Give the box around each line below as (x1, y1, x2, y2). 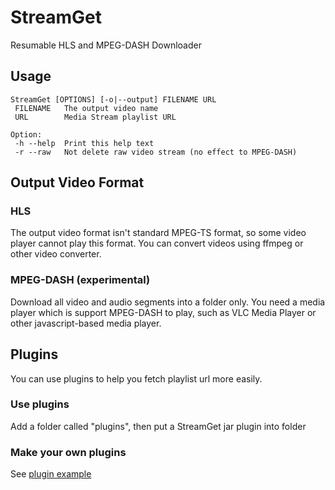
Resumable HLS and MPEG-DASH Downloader (10, 39, 202, 51)
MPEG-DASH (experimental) (10, 273, 151, 287)
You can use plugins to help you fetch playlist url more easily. (10, 372, 263, 385)
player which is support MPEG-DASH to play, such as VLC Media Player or (10, 306, 317, 318)
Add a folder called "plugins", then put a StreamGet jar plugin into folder (10, 420, 307, 432)
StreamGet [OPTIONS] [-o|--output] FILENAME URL (10, 94, 217, 105)
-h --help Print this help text (14, 138, 155, 148)
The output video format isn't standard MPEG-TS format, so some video (10, 227, 307, 239)
